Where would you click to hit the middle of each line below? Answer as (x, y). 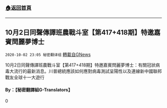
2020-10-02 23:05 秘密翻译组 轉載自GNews (48, 54)
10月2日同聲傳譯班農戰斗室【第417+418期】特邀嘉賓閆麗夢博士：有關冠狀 (80, 65)
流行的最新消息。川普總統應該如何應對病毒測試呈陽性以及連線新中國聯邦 (88, 71)
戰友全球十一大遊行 (25, 77)
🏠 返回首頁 (18, 7)
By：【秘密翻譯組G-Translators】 (39, 90)
